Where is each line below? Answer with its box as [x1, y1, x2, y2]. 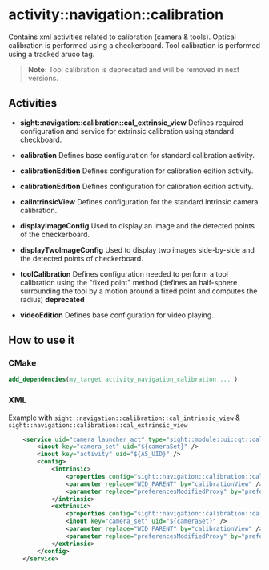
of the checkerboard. [19, 229, 90, 239]
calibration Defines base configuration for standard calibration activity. [19, 150, 255, 160]
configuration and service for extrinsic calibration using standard [19, 126, 235, 135]
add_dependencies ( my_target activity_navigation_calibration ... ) [8, 375, 239, 384]
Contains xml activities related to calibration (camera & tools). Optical [8, 32, 236, 42]
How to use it [8, 334, 75, 347]
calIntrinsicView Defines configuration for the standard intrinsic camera [19, 196, 259, 206]
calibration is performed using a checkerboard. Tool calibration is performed [8, 40, 260, 50]
